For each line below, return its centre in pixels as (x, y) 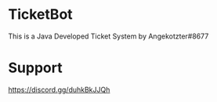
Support (35, 68)
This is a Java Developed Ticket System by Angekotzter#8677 (108, 36)
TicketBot (40, 15)
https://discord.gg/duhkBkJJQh (59, 89)
